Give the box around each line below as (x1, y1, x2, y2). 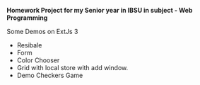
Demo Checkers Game (16, 71, 83, 79)
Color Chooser (16, 56, 60, 64)
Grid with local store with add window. (16, 64, 129, 72)
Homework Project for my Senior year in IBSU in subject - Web (6, 6, 193, 14)
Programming (6, 13, 48, 22)
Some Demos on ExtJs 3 (6, 28, 78, 35)
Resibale (16, 41, 42, 49)
